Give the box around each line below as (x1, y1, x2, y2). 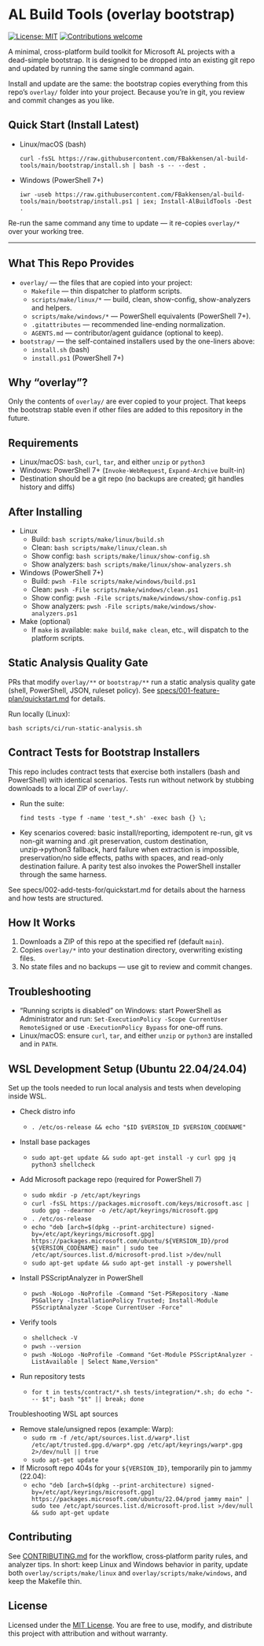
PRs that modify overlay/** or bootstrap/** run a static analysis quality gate (8, 677, 256, 686)
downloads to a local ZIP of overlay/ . (8, 783, 129, 793)
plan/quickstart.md (8, 693, 69, 703)
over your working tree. (8, 226, 84, 236)
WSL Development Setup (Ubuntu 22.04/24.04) (8, 1062, 247, 1076)
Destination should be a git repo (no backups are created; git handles (19, 474, 244, 484)
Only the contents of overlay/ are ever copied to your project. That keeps (8, 396, 246, 407)
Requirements (8, 436, 79, 450)
